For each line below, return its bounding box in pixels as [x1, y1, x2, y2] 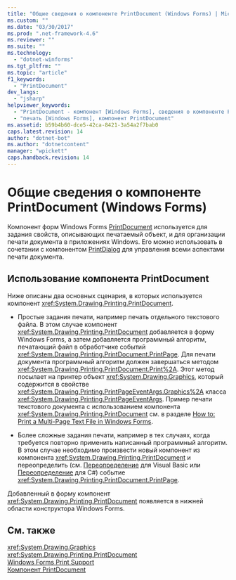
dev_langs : [7, 89, 39, 96]
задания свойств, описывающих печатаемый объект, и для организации [7, 230, 225, 238]
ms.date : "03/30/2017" [7, 23, 74, 30]
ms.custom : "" [7, 17, 49, 24]
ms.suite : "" [7, 43, 46, 50]
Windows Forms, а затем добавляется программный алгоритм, [17, 335, 207, 343]
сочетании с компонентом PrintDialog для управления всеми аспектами [7, 245, 225, 253]
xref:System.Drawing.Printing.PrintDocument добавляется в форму [17, 328, 215, 336]
